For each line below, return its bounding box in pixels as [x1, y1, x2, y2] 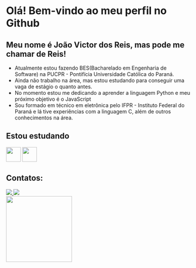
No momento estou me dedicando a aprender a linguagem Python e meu [14, 90, 191, 96]
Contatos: [6, 173, 43, 183]
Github [6, 16, 40, 30]
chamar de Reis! [6, 49, 66, 59]
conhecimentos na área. [14, 114, 73, 121]
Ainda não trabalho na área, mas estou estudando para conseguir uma [14, 77, 185, 84]
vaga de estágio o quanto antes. [14, 83, 92, 90]
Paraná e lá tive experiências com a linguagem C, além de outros [14, 108, 171, 115]
